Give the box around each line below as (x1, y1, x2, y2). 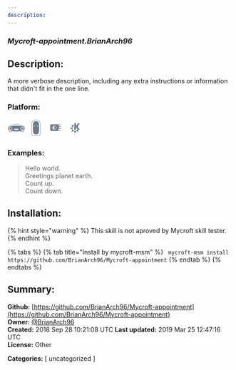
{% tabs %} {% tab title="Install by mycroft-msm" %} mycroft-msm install (7, 247, 230, 256)
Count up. (24, 179, 55, 187)
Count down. (24, 186, 63, 195)
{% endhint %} (7, 234, 51, 242)
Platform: (7, 102, 41, 112)
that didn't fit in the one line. (7, 84, 91, 93)
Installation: (7, 207, 62, 220)
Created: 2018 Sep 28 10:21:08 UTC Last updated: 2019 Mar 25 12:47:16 (7, 325, 221, 334)
